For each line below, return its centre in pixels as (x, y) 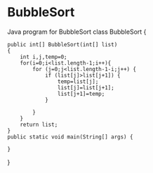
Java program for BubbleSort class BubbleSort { (77, 32)
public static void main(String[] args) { (70, 137)
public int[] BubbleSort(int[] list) (62, 44)
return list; (39, 124)
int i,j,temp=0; (44, 57)
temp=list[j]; (78, 82)
